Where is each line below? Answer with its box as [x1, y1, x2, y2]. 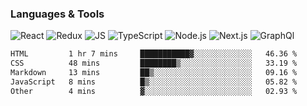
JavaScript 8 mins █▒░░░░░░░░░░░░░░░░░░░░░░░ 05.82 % [10, 77, 298, 87]
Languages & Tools [10, 7, 105, 21]
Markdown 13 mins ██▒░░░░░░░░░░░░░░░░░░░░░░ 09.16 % [10, 68, 298, 78]
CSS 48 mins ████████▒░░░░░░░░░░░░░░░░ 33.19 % [10, 58, 298, 69]
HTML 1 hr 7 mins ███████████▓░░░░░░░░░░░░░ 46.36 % [10, 49, 298, 59]
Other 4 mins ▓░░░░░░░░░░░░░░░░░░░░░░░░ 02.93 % [10, 86, 298, 96]
